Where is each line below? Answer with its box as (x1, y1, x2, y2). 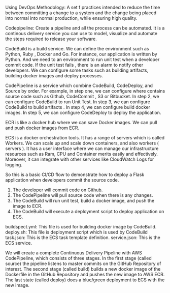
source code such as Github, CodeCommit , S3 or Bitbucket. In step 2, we (5, 94, 159, 99)
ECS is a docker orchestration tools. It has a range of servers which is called (5, 135, 165, 140)
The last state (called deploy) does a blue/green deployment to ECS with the (5, 277, 165, 283)
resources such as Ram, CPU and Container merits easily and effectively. (5, 151, 158, 157)
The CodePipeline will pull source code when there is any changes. (12, 192, 153, 198)
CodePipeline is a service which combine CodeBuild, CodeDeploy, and (5, 82, 153, 89)
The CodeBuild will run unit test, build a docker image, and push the (12, 198, 155, 203)
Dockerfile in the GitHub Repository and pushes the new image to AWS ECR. (5, 272, 165, 277)
